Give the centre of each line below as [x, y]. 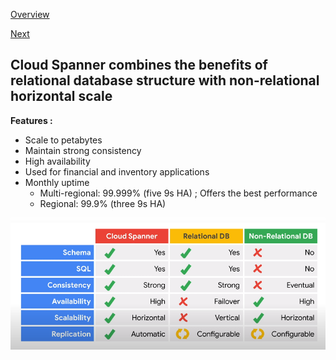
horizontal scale [61, 96]
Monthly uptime [57, 182]
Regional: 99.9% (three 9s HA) [103, 203]
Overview [30, 14]
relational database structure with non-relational [165, 80]
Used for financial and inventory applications [117, 171]
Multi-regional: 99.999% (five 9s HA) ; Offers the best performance [178, 193]
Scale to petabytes [63, 140]
